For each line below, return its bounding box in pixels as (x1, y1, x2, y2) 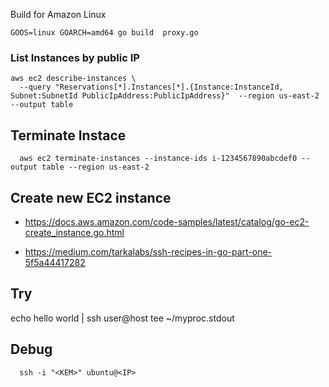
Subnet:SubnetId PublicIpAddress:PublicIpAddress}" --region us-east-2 (10, 91, 320, 101)
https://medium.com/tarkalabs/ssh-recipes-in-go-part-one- (24, 245, 273, 258)
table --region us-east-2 (41, 162, 150, 173)
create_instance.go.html (24, 226, 125, 238)
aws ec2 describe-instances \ (10, 74, 137, 84)
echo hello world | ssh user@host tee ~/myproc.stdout (10, 312, 235, 324)
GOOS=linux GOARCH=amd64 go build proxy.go (10, 28, 199, 38)
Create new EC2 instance (10, 189, 172, 206)
